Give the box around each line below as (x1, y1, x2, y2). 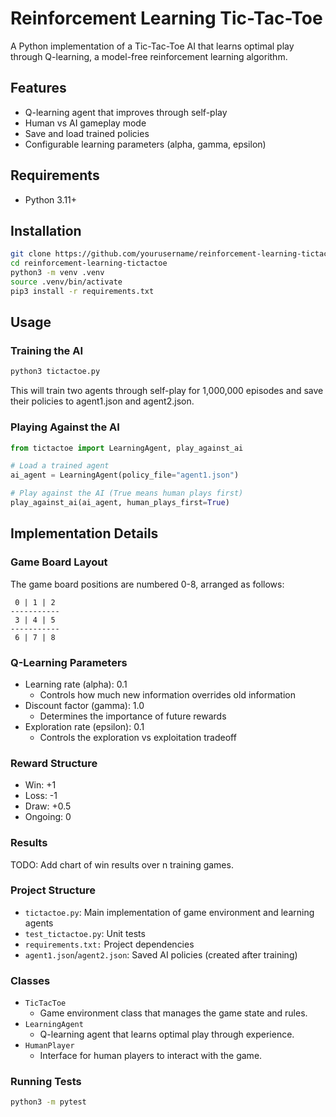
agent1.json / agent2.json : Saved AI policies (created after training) (24, 948, 298, 961)
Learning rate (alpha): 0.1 (24, 678, 128, 690)
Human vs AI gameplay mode (24, 117, 147, 129)
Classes (10, 973, 51, 987)
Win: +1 (24, 779, 57, 791)
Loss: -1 (24, 790, 58, 802)
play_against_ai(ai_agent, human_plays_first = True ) (10, 498, 230, 508)
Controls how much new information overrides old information (39, 688, 296, 701)
